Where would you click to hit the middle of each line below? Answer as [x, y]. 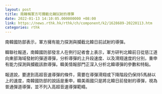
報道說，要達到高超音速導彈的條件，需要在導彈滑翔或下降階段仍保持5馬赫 [78, 75]
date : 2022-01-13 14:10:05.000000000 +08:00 [51, 18]
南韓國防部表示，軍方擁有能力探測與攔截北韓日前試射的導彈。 [66, 42]
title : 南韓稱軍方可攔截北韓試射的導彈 [40, 14]
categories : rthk [22, 28]
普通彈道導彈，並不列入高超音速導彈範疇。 [47, 87]
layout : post [18, 9]
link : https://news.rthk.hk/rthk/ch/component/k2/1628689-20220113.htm [79, 23]
